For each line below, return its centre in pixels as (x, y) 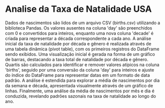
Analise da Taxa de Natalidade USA (78, 9)
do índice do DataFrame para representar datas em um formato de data (78, 75)
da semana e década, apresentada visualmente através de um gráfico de (79, 85)
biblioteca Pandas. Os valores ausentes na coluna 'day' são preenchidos (79, 28)
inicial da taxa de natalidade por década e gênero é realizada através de (78, 43)
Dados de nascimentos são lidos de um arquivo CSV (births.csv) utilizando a (83, 23)
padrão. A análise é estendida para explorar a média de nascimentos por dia (82, 80)
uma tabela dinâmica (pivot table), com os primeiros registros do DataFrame (82, 49)
